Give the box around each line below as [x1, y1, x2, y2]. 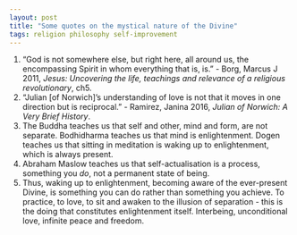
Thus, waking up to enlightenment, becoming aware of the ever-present [21, 178, 288, 189]
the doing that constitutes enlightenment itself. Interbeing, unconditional [21, 206, 288, 217]
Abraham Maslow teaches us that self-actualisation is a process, [21, 158, 261, 170]
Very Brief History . [21, 111, 91, 122]
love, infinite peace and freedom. [21, 215, 145, 226]
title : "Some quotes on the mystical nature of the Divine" [9, 21, 239, 30]
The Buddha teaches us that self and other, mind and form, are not [21, 121, 268, 131]
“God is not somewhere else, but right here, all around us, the [21, 55, 250, 65]
